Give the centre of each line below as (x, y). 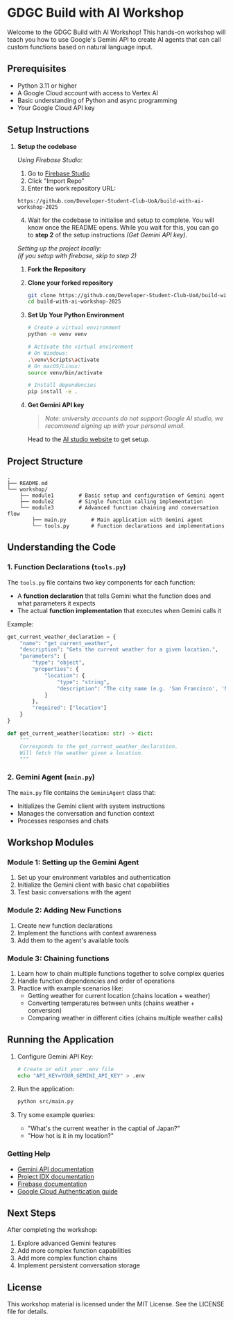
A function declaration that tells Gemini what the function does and (114, 596)
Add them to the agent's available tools (73, 940)
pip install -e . (53, 392)
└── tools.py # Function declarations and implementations (129, 526)
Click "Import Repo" (56, 181)
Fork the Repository (57, 269)
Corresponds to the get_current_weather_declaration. (99, 746)
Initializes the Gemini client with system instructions (91, 806)
